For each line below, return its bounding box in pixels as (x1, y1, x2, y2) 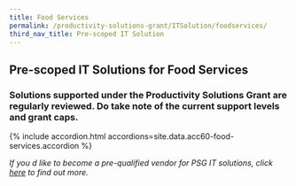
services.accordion (9, 141, 80, 151)
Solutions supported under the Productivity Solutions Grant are (9, 89, 288, 101)
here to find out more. (9, 167, 89, 178)
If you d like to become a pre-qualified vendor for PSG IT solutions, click (9, 158, 273, 168)
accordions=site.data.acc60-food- (107, 131, 235, 142)
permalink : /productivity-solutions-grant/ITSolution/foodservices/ (9, 21, 268, 30)
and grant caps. (9, 111, 79, 123)
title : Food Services (9, 12, 90, 22)
